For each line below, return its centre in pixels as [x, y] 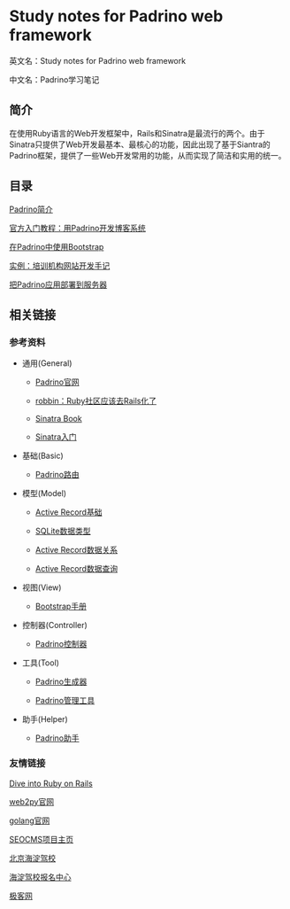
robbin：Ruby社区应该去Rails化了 [96, 401]
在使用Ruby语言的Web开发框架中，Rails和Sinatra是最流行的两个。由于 [137, 133]
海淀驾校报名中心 [40, 877]
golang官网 [30, 820]
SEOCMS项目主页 [41, 839]
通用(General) [47, 363]
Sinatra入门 [56, 437]
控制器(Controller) [55, 625]
